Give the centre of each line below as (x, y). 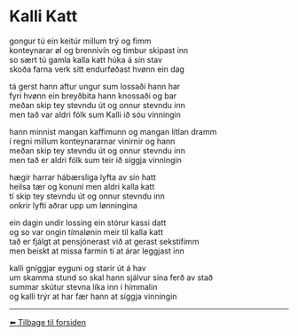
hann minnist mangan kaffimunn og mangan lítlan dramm (113, 131)
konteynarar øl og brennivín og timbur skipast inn (99, 50)
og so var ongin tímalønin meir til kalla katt (86, 231)
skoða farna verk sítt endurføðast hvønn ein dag (97, 69)
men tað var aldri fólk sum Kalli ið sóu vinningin (95, 114)
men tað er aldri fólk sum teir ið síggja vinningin (95, 160)
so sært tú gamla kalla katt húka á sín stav (86, 59)
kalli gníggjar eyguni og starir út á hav (78, 268)
